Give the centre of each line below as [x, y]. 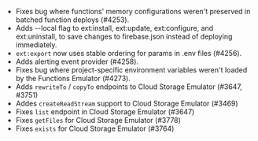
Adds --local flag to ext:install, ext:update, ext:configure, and [114, 28]
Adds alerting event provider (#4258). [77, 61]
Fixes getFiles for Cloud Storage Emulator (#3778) [98, 120]
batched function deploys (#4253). [72, 20]
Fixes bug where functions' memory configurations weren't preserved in [133, 11]
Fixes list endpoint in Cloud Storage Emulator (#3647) [105, 112]
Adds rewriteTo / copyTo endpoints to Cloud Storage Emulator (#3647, [129, 87]
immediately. [36, 45]
